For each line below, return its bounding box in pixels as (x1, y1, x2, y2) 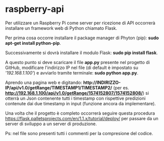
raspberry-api (5, 3, 64, 15)
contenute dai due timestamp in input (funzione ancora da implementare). (5, 100, 156, 106)
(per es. (113, 84, 129, 90)
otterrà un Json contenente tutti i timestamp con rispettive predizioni (5, 95, 146, 101)
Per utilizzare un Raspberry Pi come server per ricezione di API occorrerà (5, 20, 156, 26)
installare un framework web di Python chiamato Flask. (5, 25, 118, 31)
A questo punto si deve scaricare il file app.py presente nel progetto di (5, 59, 150, 65)
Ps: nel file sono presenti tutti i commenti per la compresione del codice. (5, 130, 153, 136)
